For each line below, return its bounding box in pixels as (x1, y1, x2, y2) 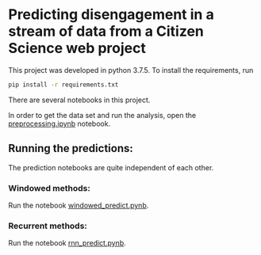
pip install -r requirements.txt (8, 81, 119, 89)
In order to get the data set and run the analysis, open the (8, 110, 197, 120)
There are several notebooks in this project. (8, 95, 151, 105)
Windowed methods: (8, 182, 91, 193)
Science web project (8, 40, 147, 57)
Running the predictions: (8, 142, 133, 155)
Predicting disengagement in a (8, 6, 214, 24)
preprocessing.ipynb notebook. (8, 119, 111, 128)
